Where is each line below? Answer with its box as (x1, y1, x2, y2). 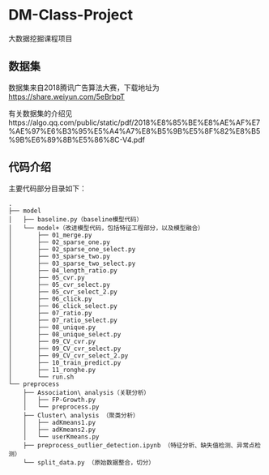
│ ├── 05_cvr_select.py (8, 280, 111, 289)
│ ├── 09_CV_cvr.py (8, 337, 96, 345)
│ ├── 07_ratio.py (8, 309, 92, 317)
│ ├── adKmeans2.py (23, 426, 96, 434)
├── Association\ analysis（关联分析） (23, 388, 150, 396)
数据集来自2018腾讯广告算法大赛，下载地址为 (8, 83, 160, 92)
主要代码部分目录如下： (8, 183, 87, 193)
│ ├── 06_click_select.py (8, 302, 117, 310)
